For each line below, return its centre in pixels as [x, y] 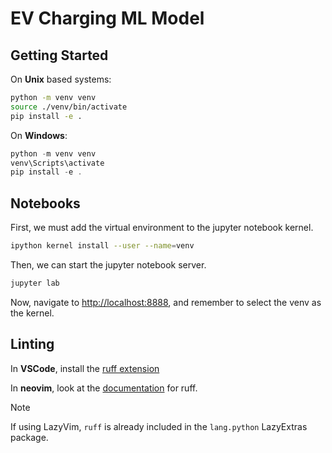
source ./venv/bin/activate [69, 107]
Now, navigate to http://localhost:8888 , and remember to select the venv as [166, 302]
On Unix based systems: [61, 79]
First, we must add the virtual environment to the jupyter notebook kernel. [162, 228]
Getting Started [59, 55]
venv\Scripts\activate [57, 163]
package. [29, 437]
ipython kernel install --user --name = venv [102, 246]
